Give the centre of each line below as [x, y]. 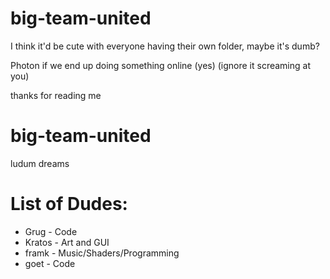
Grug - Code [51, 231]
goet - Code [50, 263]
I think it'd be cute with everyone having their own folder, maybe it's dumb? [165, 46]
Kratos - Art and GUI [67, 242]
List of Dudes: [69, 204]
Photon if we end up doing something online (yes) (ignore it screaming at [160, 65]
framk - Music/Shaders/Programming [102, 253]
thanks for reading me [56, 95]
